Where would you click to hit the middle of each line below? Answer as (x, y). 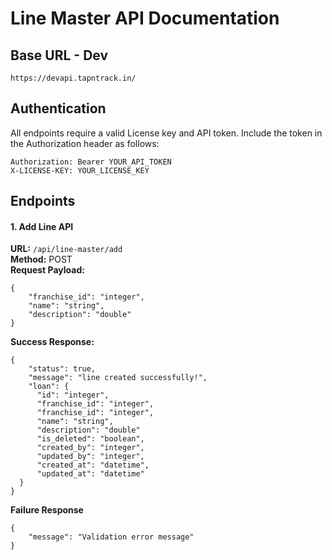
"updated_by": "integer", (90, 457)
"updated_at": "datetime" (90, 474)
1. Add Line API (42, 226)
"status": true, (62, 369)
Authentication (58, 108)
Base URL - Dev (59, 55)
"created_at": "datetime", (93, 465)
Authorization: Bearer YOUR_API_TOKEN (91, 162)
